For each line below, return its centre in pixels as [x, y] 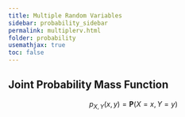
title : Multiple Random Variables [66, 16]
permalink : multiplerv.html [55, 30]
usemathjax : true [37, 45]
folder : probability [42, 38]
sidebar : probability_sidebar [58, 23]
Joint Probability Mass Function [89, 85]
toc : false [26, 53]
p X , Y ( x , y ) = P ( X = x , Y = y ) [133, 105]
